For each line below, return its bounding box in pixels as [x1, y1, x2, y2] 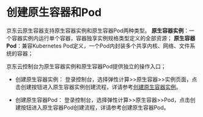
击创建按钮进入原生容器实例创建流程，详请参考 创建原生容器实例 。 [15, 83, 182, 90]
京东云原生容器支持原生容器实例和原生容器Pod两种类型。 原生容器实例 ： [6, 27, 190, 34]
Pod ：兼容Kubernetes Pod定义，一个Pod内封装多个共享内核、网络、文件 [6, 42, 190, 49]
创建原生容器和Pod [6, 5, 102, 19]
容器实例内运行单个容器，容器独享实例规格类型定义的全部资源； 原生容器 [11, 34, 196, 41]
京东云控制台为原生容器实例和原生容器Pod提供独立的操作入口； [6, 62, 166, 70]
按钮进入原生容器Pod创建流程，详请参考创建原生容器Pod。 [20, 104, 169, 111]
